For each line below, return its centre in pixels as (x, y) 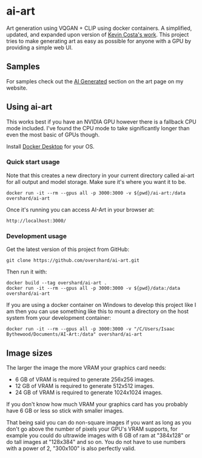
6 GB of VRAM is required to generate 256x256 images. (85, 379)
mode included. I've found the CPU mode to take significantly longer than (98, 128)
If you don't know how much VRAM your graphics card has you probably (97, 404)
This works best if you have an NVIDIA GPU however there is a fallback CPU (101, 122)
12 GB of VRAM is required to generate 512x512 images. (85, 386)
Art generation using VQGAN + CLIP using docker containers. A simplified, (99, 28)
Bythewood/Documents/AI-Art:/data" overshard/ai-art (74, 334)
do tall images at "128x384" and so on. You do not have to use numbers (96, 442)
